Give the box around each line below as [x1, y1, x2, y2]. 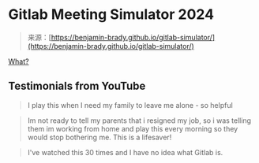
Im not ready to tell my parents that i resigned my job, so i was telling [27, 116, 251, 125]
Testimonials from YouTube [8, 80, 146, 93]
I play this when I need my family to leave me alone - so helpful [27, 100, 233, 109]
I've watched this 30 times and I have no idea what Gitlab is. [27, 147, 223, 157]
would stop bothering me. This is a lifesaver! [27, 132, 172, 142]
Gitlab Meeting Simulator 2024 [8, 6, 215, 24]
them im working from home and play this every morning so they [27, 124, 238, 133]
